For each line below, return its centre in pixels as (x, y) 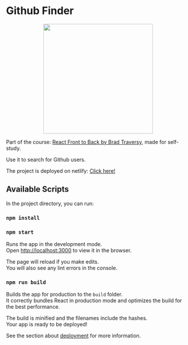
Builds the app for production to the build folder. (65, 295)
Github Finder (40, 11)
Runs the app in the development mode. (54, 244)
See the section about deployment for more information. (74, 336)
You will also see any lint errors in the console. (62, 268)
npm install (23, 218)
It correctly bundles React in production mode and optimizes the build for (94, 300)
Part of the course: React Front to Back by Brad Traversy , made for (86, 142)
